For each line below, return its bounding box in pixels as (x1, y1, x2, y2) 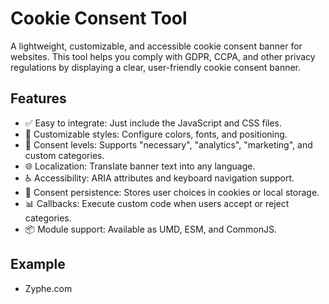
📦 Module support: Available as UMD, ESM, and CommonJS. (24, 223, 278, 235)
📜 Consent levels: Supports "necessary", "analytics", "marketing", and (24, 138, 313, 151)
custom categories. (24, 149, 105, 161)
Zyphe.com (24, 282, 73, 294)
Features (10, 90, 67, 107)
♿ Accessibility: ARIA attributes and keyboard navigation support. (24, 172, 295, 184)
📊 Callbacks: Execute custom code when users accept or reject (24, 197, 290, 209)
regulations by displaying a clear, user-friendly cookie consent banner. (10, 61, 302, 73)
